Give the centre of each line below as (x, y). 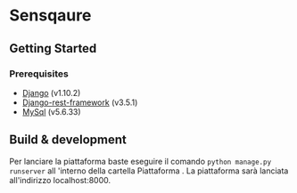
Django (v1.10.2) (51, 92)
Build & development (68, 140)
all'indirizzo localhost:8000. (60, 180)
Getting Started (53, 48)
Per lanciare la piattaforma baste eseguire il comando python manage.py (140, 161)
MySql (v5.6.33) (52, 111)
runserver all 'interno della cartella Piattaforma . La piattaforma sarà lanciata (149, 171)
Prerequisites (39, 74)
